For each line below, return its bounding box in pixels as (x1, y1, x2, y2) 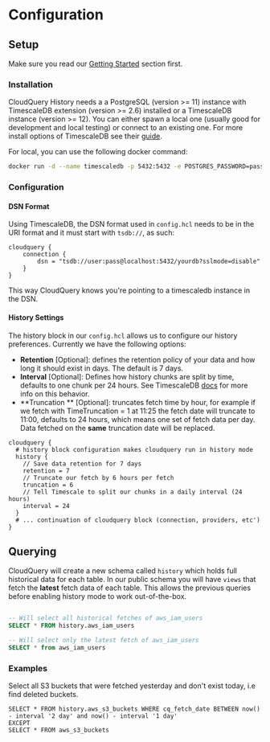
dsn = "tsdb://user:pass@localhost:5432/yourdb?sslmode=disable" (37, 257, 261, 266)
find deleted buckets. (8, 690, 79, 699)
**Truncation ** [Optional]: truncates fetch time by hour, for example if (19, 397, 256, 407)
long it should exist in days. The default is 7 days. (19, 363, 183, 373)
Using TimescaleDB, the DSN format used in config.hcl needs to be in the (8, 219, 255, 229)
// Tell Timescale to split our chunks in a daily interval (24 (22, 488, 243, 496)
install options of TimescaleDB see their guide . (8, 131, 163, 141)
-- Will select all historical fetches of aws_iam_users (8, 614, 203, 622)
